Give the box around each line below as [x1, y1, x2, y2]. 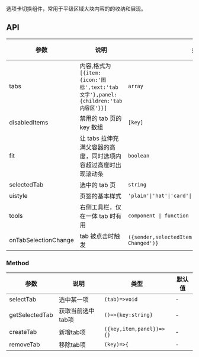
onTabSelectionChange [9, 236, 74, 244]
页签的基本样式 [79, 192, 121, 200]
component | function [128, 212, 189, 219]
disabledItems [9, 118, 49, 126]
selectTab [9, 295, 37, 304]
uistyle [9, 191, 28, 200]
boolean [128, 152, 150, 159]
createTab [9, 328, 37, 336]
